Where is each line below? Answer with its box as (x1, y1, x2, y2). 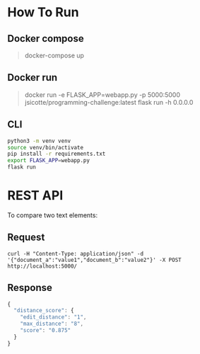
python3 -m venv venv (7, 137, 71, 144)
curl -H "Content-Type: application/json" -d (7, 250, 143, 257)
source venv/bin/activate (7, 144, 83, 151)
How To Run (7, 4, 79, 21)
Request (7, 232, 45, 244)
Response (7, 282, 53, 294)
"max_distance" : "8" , (20, 320, 83, 328)
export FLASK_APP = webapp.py (7, 157, 90, 164)
